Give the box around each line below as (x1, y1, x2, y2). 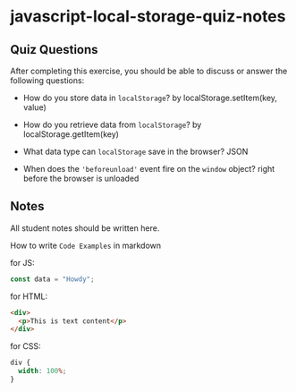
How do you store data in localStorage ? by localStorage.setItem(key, (22, 92, 278, 103)
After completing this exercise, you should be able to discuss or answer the (10, 65, 288, 76)
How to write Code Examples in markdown (10, 240, 162, 251)
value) (22, 102, 47, 113)
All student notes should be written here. (10, 222, 160, 234)
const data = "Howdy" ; (10, 275, 95, 284)
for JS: (10, 257, 35, 268)
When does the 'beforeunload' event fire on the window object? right (22, 164, 275, 174)
